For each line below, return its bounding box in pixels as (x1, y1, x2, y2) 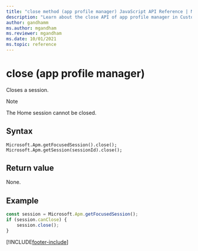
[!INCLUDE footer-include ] (6, 238, 69, 245)
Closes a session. (6, 86, 49, 93)
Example (6, 196, 39, 206)
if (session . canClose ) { (6, 217, 67, 223)
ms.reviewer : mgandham (6, 31, 62, 37)
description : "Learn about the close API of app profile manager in (6, 14, 178, 20)
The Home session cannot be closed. (6, 109, 97, 116)
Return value (6, 163, 54, 173)
